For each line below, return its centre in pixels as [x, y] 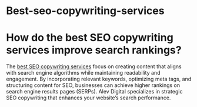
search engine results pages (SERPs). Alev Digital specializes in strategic [94, 92]
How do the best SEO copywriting [90, 38]
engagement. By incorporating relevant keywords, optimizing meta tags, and [99, 79]
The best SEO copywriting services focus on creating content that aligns [94, 66]
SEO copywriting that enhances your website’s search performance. [89, 98]
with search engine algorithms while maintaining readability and [83, 73]
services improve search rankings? [94, 50]
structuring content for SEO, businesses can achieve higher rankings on [93, 85]
